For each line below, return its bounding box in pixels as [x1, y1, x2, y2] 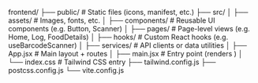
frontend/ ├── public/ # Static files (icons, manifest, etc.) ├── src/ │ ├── [8, 8, 249, 16]
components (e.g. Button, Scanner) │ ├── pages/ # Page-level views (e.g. [8, 24, 250, 33]
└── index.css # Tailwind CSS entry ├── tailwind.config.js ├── [8, 57, 216, 67]
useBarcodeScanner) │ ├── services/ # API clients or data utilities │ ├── [8, 41, 247, 50]
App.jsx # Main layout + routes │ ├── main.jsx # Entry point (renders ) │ [8, 49, 243, 58]
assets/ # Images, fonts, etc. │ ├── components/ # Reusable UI [8, 16, 215, 25]
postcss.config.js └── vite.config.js [8, 66, 125, 74]
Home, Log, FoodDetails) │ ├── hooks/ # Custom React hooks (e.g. [8, 32, 229, 41]
